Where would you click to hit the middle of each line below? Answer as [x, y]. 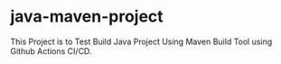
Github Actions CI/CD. [51, 50]
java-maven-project [87, 17]
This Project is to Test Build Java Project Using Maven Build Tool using [141, 41]
